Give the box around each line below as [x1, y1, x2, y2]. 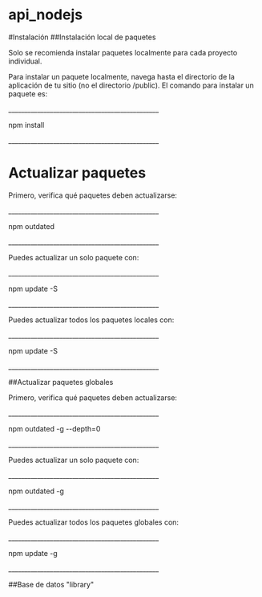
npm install [8, 120, 45, 129]
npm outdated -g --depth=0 [8, 423, 101, 433]
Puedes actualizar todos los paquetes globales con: [8, 517, 179, 527]
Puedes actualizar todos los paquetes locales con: [8, 315, 175, 325]
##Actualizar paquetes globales [8, 377, 114, 386]
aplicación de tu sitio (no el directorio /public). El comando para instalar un [8, 80, 254, 90]
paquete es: [8, 88, 48, 98]
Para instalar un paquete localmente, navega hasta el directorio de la [8, 72, 235, 81]
